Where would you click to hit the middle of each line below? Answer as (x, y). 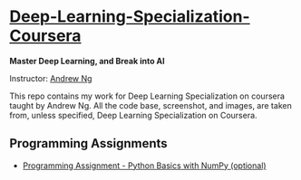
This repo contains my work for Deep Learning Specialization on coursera (147, 96)
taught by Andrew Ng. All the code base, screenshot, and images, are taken (150, 105)
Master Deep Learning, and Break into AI (87, 61)
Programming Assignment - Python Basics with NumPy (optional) (144, 166)
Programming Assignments (88, 143)
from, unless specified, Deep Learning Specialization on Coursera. (133, 115)
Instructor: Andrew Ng (51, 78)
